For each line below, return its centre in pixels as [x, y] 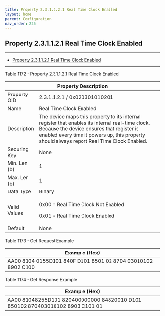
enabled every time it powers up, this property [92, 135]
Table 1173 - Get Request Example [40, 241]
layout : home [18, 14]
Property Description [82, 86]
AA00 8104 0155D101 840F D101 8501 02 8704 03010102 [80, 261]
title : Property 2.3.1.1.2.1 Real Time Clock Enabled [61, 10]
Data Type [19, 191]
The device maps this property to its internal [90, 117]
